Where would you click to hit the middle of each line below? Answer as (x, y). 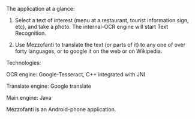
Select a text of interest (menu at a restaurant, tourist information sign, (102, 20)
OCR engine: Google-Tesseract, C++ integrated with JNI (76, 74)
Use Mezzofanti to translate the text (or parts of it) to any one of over (100, 45)
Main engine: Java (29, 98)
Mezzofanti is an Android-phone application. (61, 109)
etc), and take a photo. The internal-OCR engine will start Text (91, 27)
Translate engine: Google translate (49, 86)
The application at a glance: (40, 9)
